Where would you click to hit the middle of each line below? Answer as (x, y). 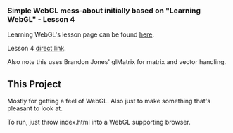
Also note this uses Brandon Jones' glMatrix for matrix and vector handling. (117, 62)
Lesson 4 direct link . (37, 49)
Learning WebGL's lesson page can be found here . (81, 34)
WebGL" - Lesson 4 (41, 19)
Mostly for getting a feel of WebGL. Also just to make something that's (109, 101)
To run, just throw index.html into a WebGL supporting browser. (99, 122)
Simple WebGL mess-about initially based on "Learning (104, 11)
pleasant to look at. (35, 108)
